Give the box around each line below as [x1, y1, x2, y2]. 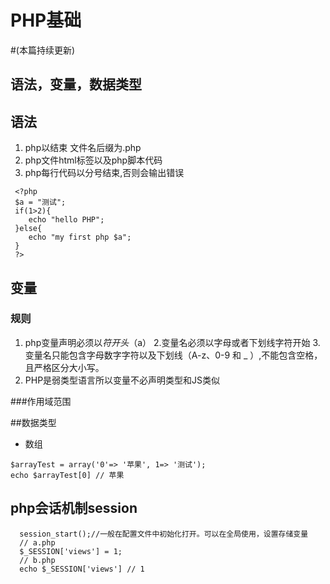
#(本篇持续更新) [10, 44, 76, 56]
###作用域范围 [10, 395, 72, 407]
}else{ [14, 224, 43, 234]
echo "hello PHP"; [28, 215, 105, 225]
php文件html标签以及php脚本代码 [24, 154, 163, 166]
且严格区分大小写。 [24, 361, 105, 373]
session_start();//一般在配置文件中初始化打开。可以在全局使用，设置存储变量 [19, 529, 309, 539]
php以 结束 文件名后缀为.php [24, 142, 142, 154]
